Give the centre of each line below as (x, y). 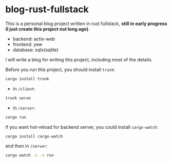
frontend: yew (27, 44)
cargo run (16, 117)
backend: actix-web (34, 39)
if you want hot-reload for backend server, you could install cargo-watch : (82, 127)
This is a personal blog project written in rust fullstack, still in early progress (86, 24)
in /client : (24, 88)
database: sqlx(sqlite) (36, 50)
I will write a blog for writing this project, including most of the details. (79, 59)
